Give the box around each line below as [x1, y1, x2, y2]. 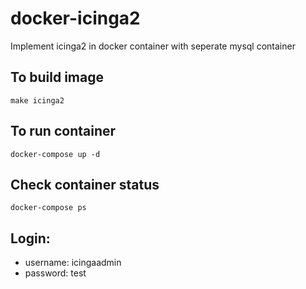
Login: [10, 230, 51, 247]
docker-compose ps [10, 203, 87, 213]
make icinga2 [10, 95, 65, 106]
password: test [24, 267, 87, 279]
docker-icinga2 [10, 7, 141, 30]
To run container [10, 123, 117, 140]
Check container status [10, 176, 160, 193]
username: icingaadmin [24, 257, 122, 269]
